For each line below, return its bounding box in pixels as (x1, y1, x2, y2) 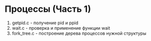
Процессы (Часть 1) (4, 3, 91, 15)
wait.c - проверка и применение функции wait (11, 25, 110, 31)
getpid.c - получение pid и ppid (11, 20, 78, 26)
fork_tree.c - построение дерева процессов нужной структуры (11, 30, 146, 36)
